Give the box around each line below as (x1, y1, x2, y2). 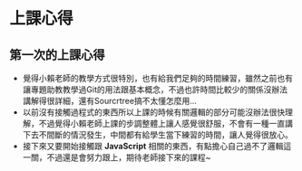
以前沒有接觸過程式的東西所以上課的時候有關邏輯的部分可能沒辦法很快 (22, 107, 286, 118)
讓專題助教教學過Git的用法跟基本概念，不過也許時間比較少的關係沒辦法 (22, 84, 288, 95)
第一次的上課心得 (9, 47, 105, 62)
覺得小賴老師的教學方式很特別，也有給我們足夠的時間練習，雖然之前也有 (22, 73, 293, 83)
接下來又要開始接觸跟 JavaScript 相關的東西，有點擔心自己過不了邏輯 (22, 141, 284, 151)
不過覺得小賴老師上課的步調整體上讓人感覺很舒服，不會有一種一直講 (38, 119, 293, 128)
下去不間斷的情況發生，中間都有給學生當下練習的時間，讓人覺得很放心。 (22, 129, 293, 140)
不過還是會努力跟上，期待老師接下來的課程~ (46, 152, 211, 163)
